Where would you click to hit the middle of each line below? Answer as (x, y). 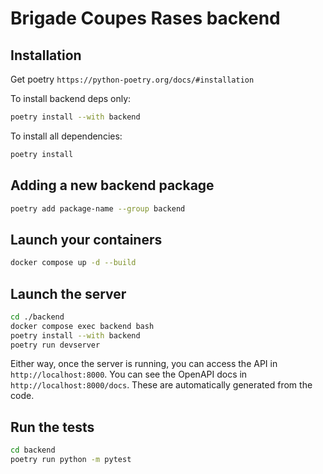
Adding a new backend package (112, 185)
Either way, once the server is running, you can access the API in (144, 364)
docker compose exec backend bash (82, 326)
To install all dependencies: (66, 136)
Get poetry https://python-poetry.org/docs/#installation (132, 79)
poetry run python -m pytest (71, 460)
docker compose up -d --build (73, 263)
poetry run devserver (55, 345)
